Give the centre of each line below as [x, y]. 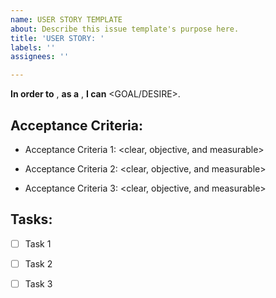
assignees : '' [40, 57]
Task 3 [38, 283]
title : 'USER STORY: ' [57, 38]
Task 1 [38, 243]
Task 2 [38, 263]
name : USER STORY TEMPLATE [66, 19]
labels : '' [33, 47]
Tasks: [31, 219]
